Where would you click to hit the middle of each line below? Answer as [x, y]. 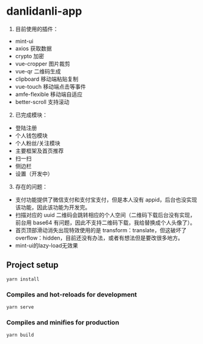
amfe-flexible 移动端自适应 [49, 94]
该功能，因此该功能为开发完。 [53, 207]
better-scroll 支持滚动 [42, 101]
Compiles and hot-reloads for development [72, 295]
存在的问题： [31, 186]
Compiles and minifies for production [63, 322]
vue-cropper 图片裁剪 [42, 64]
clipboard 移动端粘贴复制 [46, 79]
